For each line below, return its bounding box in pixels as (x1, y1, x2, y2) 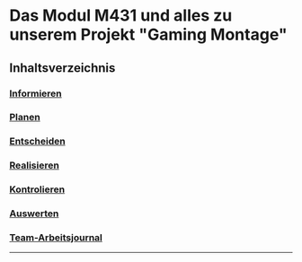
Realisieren (9, 159, 60, 171)
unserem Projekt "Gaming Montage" (9, 24, 288, 45)
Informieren (9, 87, 63, 100)
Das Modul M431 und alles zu (9, 5, 233, 26)
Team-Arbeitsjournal (9, 231, 103, 244)
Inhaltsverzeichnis (9, 60, 116, 75)
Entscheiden (9, 135, 66, 148)
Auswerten (9, 207, 59, 220)
